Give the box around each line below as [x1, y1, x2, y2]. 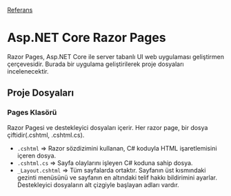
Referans [7, 6, 33, 14]
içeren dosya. [17, 151, 57, 160]
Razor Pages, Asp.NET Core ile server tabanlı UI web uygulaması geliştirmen [7, 52, 225, 61]
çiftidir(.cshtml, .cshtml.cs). [7, 131, 85, 139]
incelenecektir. [7, 67, 50, 75]
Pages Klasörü [7, 108, 57, 118]
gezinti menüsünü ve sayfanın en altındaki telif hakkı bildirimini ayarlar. [17, 173, 217, 182]
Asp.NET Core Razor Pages [7, 30, 167, 45]
